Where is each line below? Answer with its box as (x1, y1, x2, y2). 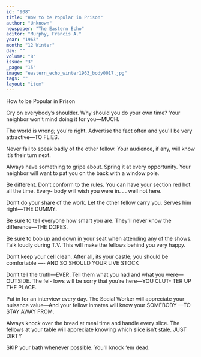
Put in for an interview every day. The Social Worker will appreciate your (6, 295, 185, 302)
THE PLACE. (6, 284, 37, 291)
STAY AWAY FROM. (6, 308, 55, 315)
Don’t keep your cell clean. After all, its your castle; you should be (6, 253, 169, 260)
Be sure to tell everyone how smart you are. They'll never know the (6, 217, 172, 224)
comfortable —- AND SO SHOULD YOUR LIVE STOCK (6, 259, 139, 267)
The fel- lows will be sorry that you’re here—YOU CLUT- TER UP (32, 277, 192, 285)
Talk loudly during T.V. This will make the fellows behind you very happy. (6, 241, 186, 249)
